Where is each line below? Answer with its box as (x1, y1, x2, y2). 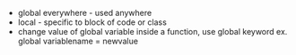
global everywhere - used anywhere (17, 8, 152, 18)
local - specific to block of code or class (17, 17, 168, 27)
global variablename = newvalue (17, 35, 139, 46)
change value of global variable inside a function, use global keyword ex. (17, 27, 288, 36)
